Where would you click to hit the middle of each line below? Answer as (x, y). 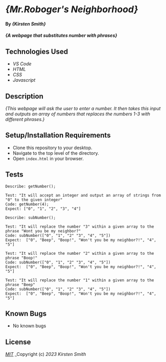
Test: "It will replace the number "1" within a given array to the (80, 280)
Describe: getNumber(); (31, 186)
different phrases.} (25, 119)
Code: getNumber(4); (27, 204)
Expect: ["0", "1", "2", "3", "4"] (43, 209)
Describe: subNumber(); (31, 218)
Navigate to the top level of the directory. (56, 153)
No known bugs (29, 326)
